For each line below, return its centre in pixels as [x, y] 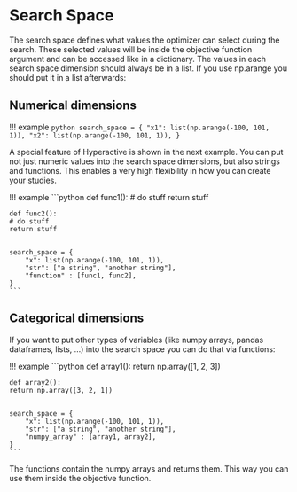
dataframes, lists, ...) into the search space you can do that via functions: [142, 349]
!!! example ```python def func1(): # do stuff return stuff [109, 197]
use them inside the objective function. [80, 478]
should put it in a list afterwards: [68, 77]
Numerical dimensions [73, 106]
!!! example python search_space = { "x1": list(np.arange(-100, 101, [140, 127]
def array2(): [35, 382]
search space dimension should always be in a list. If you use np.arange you [148, 68]
